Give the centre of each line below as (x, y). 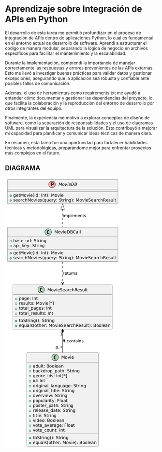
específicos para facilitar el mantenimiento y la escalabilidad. (66, 53)
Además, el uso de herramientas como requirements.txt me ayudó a (73, 93)
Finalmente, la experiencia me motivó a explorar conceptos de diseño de (77, 117)
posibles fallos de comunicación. (38, 83)
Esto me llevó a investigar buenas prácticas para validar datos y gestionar (79, 73)
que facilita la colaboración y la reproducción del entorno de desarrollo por (80, 103)
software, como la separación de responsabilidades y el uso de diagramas (79, 123)
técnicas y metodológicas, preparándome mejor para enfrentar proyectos (78, 148)
